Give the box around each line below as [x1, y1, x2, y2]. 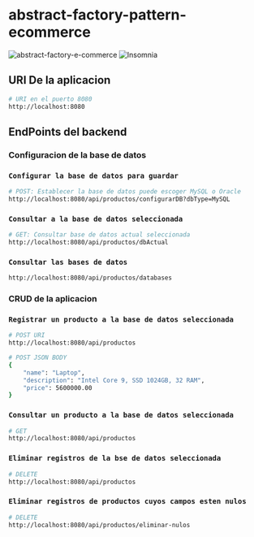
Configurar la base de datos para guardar [8, 171, 179, 180]
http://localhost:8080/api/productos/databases [8, 274, 173, 282]
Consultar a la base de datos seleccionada [8, 214, 183, 223]
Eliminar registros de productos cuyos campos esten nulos [8, 497, 247, 506]
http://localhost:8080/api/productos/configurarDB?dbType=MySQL [8, 195, 230, 203]
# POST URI [8, 331, 45, 340]
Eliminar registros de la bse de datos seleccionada [8, 453, 222, 463]
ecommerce [8, 23, 91, 41]
